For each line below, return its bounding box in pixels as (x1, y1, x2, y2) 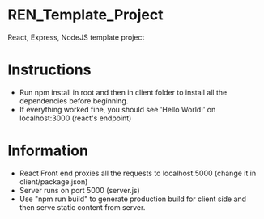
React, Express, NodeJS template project (7, 32, 145, 42)
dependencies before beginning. (19, 95, 129, 106)
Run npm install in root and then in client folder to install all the (19, 87, 228, 97)
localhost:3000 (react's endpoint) (19, 113, 132, 123)
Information (7, 141, 88, 160)
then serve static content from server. (19, 202, 146, 212)
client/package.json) (19, 176, 88, 187)
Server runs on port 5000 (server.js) (19, 185, 141, 195)
